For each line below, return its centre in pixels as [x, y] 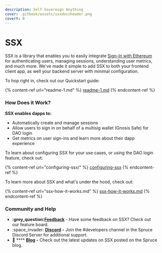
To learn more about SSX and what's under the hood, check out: [69, 182]
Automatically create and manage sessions [55, 123]
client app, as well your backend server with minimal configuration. [72, 71]
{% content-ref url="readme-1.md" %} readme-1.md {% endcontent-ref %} [80, 90]
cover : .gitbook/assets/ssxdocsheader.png [49, 14]
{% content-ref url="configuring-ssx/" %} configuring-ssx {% [67, 167]
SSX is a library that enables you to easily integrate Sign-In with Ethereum [79, 56]
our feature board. [30, 224]
